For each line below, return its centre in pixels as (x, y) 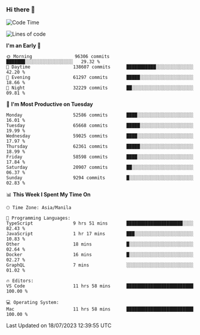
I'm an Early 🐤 (24, 46)
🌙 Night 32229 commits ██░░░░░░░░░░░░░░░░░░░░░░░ (100, 88)
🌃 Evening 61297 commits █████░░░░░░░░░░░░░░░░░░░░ (100, 78)
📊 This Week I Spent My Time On (48, 195)
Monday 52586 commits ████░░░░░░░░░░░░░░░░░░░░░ (100, 115)
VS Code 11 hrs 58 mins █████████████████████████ (100, 286)
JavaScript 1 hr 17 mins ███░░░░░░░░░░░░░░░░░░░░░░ (100, 234)
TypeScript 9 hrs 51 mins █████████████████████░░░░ (100, 223)
